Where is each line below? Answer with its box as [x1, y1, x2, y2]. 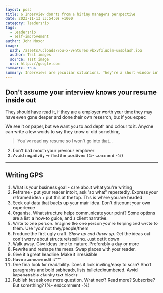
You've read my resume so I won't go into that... [17, 138, 113, 144]
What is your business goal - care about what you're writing [12, 184, 132, 190]
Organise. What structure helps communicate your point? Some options [12, 210, 155, 216]
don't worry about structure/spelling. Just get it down [12, 236, 119, 241]
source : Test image [10, 57, 49, 62]
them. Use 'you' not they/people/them [12, 225, 89, 231]
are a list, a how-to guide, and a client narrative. [12, 215, 108, 221]
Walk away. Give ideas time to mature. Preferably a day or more [12, 241, 139, 247]
